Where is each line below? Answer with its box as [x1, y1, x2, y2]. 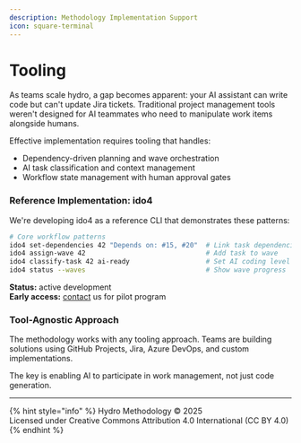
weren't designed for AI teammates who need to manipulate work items [9, 109, 273, 119]
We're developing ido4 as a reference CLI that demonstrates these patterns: [9, 214, 290, 225]
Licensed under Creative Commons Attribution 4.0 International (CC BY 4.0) [9, 415, 289, 426]
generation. [9, 380, 52, 391]
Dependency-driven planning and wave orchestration [21, 153, 219, 164]
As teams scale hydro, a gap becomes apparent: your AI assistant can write [9, 90, 288, 100]
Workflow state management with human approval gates [21, 172, 231, 183]
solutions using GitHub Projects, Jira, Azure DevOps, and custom [9, 343, 249, 354]
